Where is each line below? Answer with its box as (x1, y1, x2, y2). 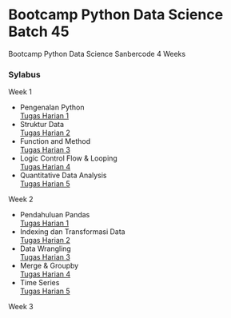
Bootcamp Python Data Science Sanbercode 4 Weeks (8, 49, 186, 58)
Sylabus (8, 69, 42, 80)
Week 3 (8, 302, 34, 312)
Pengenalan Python (19, 102, 85, 113)
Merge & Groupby (19, 261, 79, 271)
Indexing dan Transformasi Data (19, 227, 125, 237)
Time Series (19, 278, 60, 288)
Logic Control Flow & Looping (19, 153, 117, 163)
